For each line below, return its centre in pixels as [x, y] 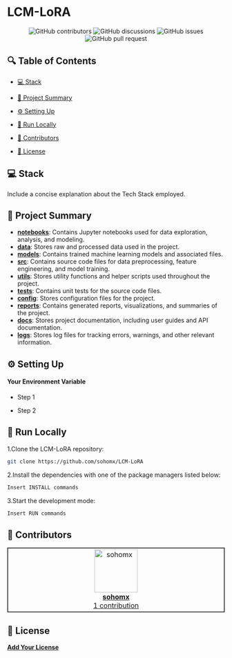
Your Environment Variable [47, 382]
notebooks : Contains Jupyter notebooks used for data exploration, [113, 232]
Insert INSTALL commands [43, 487]
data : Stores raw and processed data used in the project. [98, 247]
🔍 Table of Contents [52, 61]
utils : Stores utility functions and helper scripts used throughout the [114, 276]
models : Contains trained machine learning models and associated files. [120, 254]
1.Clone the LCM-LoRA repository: [56, 449]
